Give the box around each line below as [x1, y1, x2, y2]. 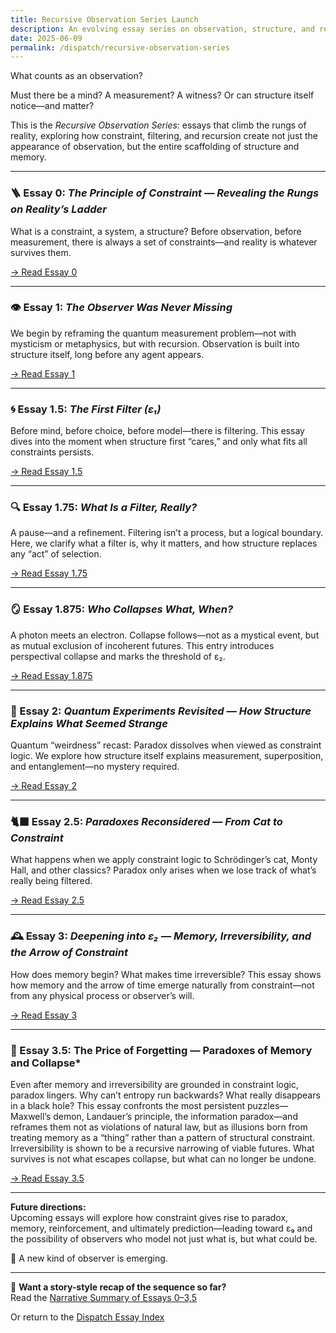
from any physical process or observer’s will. [10, 989, 195, 1001]
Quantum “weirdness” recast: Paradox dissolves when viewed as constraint [10, 739, 322, 751]
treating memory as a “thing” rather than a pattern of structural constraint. [10, 1131, 316, 1143]
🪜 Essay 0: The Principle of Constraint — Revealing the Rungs [10, 186, 320, 200]
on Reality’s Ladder [10, 202, 107, 216]
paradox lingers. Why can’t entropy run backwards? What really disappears [10, 1089, 321, 1101]
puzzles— [247, 1099, 289, 1111]
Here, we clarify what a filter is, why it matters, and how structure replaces [10, 537, 318, 550]
